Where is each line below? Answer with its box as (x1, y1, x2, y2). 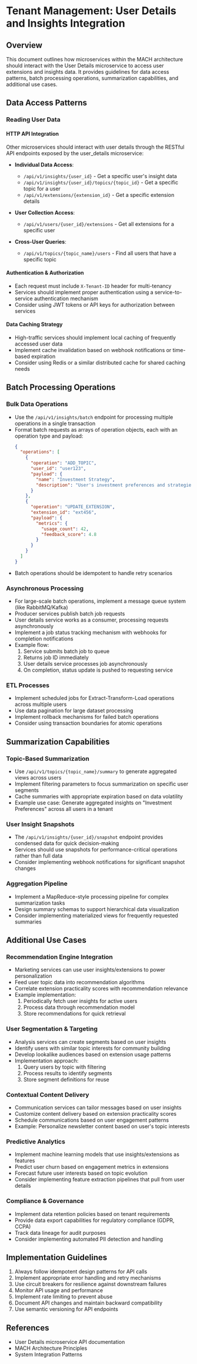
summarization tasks (14, 899, 65, 906)
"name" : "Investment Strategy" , (36, 476, 115, 482)
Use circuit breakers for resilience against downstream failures (14, 1281, 167, 1288)
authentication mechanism (34, 295, 99, 302)
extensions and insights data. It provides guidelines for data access (6, 68, 169, 75)
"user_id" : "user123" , (30, 466, 86, 472)
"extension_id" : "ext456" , (30, 510, 97, 515)
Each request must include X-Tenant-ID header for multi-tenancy (14, 282, 172, 290)
